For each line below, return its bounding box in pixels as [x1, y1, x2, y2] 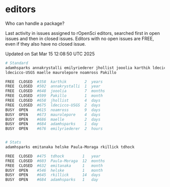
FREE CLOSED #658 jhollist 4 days [5, 98, 101, 103]
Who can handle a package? [5, 20, 65, 26]
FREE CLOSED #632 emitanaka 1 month [5, 163, 103, 168]
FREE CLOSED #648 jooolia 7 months [5, 89, 105, 94]
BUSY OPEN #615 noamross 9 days [5, 107, 101, 113]
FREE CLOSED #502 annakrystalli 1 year [5, 84, 101, 89]
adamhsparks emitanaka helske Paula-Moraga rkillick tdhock [5, 144, 135, 150]
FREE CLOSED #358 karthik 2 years [5, 79, 103, 84]
